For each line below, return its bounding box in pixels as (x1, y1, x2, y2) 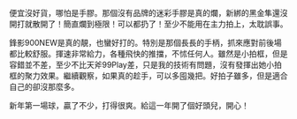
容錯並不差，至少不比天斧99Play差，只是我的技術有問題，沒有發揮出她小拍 (9, 60, 283, 70)
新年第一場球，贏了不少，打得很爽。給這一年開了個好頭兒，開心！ (9, 100, 249, 110)
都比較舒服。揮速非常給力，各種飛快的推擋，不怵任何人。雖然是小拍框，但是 (9, 48, 288, 59)
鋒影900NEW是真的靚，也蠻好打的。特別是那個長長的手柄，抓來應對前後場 (9, 38, 283, 48)
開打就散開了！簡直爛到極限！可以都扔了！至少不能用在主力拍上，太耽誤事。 (9, 19, 288, 29)
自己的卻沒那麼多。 (9, 82, 80, 92)
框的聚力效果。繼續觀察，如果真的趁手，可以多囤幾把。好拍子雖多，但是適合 (9, 71, 288, 81)
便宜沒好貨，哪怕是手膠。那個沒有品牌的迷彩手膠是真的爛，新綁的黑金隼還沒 (9, 8, 288, 18)
